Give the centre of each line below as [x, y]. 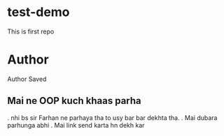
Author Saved [27, 79]
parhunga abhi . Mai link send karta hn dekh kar [76, 125]
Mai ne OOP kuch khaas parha [74, 101]
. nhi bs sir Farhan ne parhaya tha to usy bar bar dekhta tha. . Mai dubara [112, 118]
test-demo [38, 12]
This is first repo [31, 31]
